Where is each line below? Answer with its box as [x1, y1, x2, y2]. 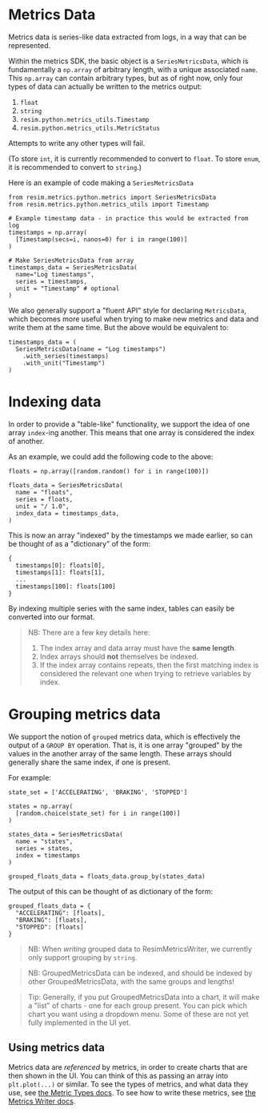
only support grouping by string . [27, 952, 138, 962]
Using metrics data [8, 1041, 106, 1055]
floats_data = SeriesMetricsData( [8, 481, 124, 490]
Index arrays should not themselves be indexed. [39, 651, 198, 661]
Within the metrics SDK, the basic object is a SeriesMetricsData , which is [8, 56, 249, 66]
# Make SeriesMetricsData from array [8, 256, 134, 264]
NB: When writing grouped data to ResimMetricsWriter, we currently [27, 944, 252, 954]
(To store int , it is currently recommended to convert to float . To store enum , [8, 154, 261, 163]
